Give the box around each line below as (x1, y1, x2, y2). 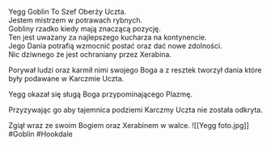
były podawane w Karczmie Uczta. (8, 74, 125, 83)
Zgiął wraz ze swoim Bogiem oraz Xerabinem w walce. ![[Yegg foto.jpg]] (8, 121, 249, 130)
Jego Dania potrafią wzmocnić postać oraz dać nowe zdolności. (8, 41, 222, 51)
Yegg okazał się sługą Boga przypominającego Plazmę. (8, 89, 193, 99)
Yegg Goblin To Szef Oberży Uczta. (8, 7, 127, 16)
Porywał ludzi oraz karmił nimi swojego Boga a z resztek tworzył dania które (8, 65, 262, 75)
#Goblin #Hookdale (8, 129, 73, 139)
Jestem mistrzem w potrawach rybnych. (8, 15, 143, 25)
